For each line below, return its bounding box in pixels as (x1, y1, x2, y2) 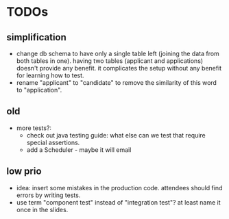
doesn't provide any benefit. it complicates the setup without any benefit (16, 64, 222, 72)
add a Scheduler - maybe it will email (26, 145, 132, 154)
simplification (6, 31, 67, 43)
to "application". (16, 86, 62, 94)
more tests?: (16, 124, 52, 132)
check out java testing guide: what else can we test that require (26, 131, 206, 139)
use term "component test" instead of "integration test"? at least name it (16, 198, 221, 206)
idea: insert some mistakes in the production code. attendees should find (16, 183, 223, 192)
